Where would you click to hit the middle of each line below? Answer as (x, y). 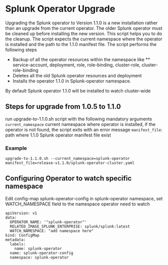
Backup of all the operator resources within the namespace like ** (81, 59)
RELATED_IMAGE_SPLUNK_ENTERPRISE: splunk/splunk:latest (70, 226)
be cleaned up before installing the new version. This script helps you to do (84, 33)
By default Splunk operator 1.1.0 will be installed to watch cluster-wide (78, 91)
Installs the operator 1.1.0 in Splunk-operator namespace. (72, 81)
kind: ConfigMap (22, 235)
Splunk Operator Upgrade (60, 9)
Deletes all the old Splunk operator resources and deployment (77, 75)
